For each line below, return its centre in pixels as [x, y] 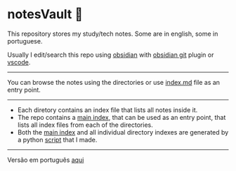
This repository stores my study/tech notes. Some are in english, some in [113, 34]
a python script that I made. [57, 139]
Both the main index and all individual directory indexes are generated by [123, 132]
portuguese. [25, 41]
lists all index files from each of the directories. [85, 125]
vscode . [19, 62]
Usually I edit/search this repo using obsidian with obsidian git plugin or [111, 55]
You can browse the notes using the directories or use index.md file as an [113, 82]
